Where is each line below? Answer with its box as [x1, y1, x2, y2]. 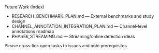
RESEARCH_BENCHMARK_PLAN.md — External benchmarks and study [11, 13, 154, 19]
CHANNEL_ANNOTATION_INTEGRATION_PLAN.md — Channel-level [11, 23, 147, 29]
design [11, 19, 26, 24]
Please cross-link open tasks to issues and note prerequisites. [4, 43, 129, 48]
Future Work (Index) [4, 4, 44, 10]
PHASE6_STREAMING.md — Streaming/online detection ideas [11, 33, 135, 39]
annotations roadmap [11, 29, 54, 34]
